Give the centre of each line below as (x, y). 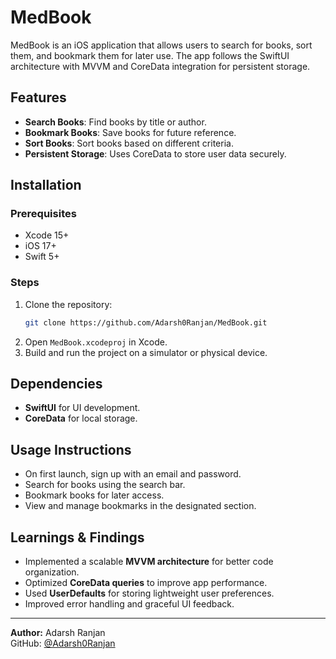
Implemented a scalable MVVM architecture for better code (149, 562)
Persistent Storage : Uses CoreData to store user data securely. (155, 153)
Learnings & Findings (77, 537)
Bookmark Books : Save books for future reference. (130, 132)
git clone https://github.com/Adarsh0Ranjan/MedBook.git (146, 322)
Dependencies (56, 384)
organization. (52, 572)
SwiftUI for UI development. (82, 408)
